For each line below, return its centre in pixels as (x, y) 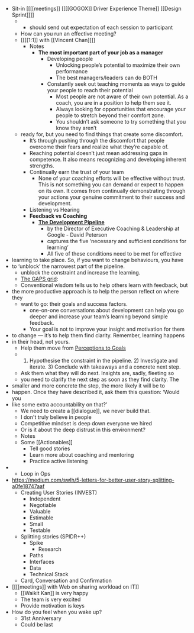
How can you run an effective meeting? (68, 34)
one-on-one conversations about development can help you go (107, 310)
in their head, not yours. (41, 342)
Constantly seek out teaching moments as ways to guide (116, 84)
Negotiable (43, 505)
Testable (40, 530)
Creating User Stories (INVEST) (59, 492)
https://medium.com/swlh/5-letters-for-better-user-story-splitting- (93, 480)
